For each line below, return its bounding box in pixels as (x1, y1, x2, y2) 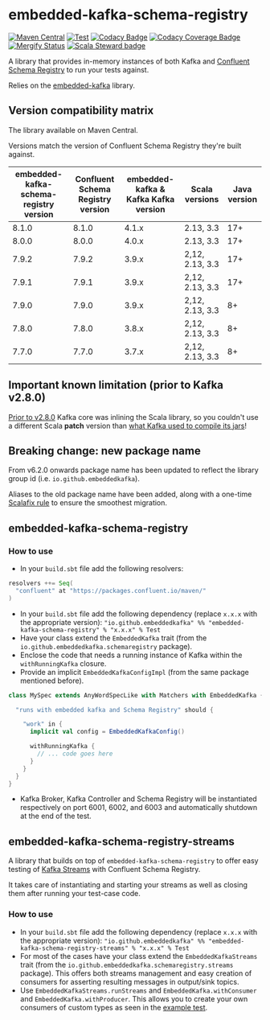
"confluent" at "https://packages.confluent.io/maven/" (15, 586, 207, 594)
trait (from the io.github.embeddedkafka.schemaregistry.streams (19, 960, 234, 969)
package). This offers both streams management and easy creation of (19, 968, 252, 978)
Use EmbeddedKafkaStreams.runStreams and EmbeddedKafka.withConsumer (19, 985, 257, 995)
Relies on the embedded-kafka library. (8, 80, 135, 90)
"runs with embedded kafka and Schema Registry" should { (15, 705, 215, 714)
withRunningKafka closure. (19, 658, 107, 668)
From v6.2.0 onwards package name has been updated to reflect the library (8, 465, 259, 475)
